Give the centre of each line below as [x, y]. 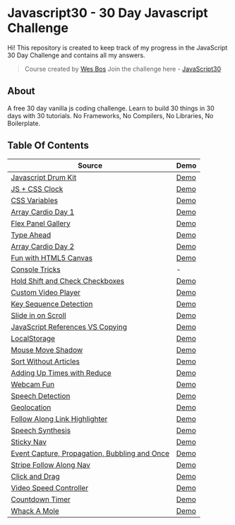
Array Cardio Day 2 [43, 246]
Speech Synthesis [41, 430]
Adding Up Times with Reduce [61, 373]
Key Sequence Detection [52, 304]
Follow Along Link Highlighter [59, 419]
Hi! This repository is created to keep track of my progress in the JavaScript [117, 47]
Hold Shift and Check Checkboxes [68, 281]
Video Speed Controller [50, 487]
